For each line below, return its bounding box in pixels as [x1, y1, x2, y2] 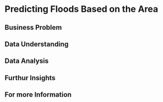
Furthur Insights [4, 73, 56, 82]
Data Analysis [4, 57, 49, 65]
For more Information [4, 91, 72, 99]
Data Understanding [4, 40, 69, 48]
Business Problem [4, 23, 62, 32]
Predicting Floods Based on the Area [4, 3, 159, 15]
